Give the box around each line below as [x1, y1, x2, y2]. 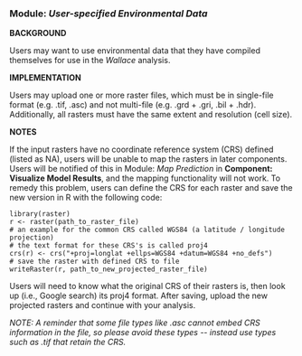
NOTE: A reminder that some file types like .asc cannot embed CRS [9, 317, 260, 328]
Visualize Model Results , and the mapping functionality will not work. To [9, 173, 281, 183]
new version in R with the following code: [9, 192, 163, 203]
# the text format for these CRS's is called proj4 [9, 241, 208, 250]
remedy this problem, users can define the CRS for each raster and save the [9, 183, 293, 193]
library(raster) [9, 210, 71, 219]
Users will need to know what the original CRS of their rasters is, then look [9, 281, 287, 292]
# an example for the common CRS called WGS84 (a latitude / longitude [9, 225, 285, 235]
